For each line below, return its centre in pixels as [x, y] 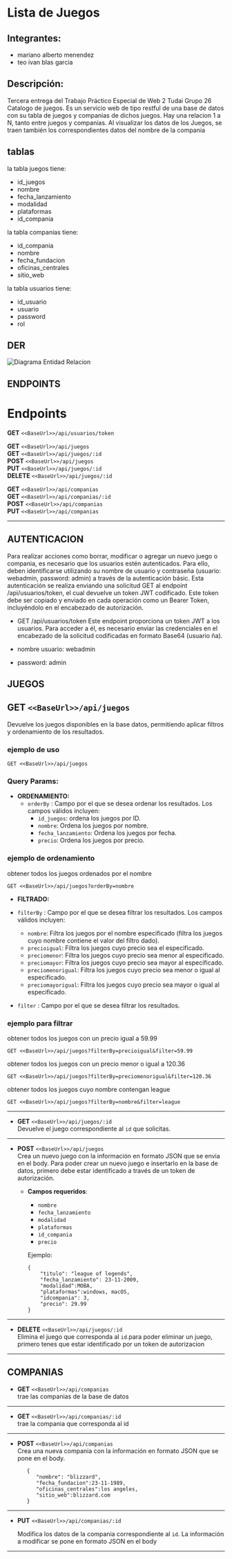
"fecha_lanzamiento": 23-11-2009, [90, 1279]
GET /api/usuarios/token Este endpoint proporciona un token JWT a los [118, 621]
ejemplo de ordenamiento [51, 858]
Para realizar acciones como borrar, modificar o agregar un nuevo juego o [113, 556]
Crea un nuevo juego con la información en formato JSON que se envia [118, 1156]
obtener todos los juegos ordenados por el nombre [79, 873]
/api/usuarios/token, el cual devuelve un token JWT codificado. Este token [113, 592]
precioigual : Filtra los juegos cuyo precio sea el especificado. [116, 948]
